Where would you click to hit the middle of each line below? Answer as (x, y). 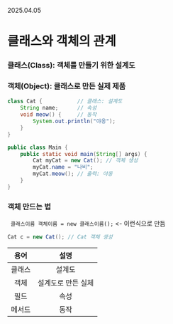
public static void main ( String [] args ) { (84, 154)
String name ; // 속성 (58, 108)
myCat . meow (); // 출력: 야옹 (73, 174)
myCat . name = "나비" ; (63, 167)
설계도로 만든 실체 (66, 283)
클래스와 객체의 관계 (62, 41)
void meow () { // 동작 (58, 115)
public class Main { (38, 147)
